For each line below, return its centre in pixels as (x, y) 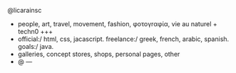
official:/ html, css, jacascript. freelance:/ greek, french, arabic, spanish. (123, 39)
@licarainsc (25, 10)
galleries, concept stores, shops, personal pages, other (99, 54)
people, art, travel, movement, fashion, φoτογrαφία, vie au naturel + (117, 24)
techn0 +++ (35, 32)
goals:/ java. (36, 46)
